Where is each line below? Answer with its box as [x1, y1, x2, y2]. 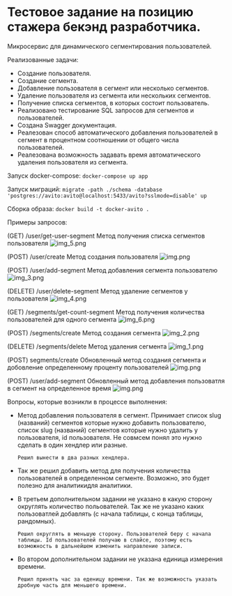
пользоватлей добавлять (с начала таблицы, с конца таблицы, [17, 510, 203, 518]
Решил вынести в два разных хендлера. [17, 454, 130, 461]
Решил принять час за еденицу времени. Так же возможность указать [17, 576, 217, 583]
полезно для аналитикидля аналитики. [17, 481, 133, 489]
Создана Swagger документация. [17, 121, 117, 129]
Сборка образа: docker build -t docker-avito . [7, 204, 150, 213]
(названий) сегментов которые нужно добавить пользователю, [17, 418, 207, 427]
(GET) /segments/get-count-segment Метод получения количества [7, 307, 205, 316]
